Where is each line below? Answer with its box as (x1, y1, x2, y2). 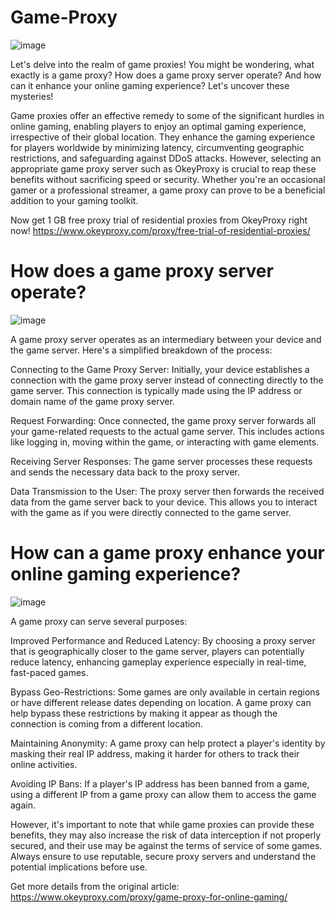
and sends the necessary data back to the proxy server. (10, 466, 241, 478)
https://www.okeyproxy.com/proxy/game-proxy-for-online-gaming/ (10, 891, 288, 903)
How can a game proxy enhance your (10, 542, 325, 565)
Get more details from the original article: (10, 880, 180, 892)
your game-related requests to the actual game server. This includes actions (10, 425, 325, 437)
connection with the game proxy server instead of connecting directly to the (10, 374, 324, 386)
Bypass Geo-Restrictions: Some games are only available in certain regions (10, 686, 320, 698)
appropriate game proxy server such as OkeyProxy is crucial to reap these (10, 162, 317, 175)
